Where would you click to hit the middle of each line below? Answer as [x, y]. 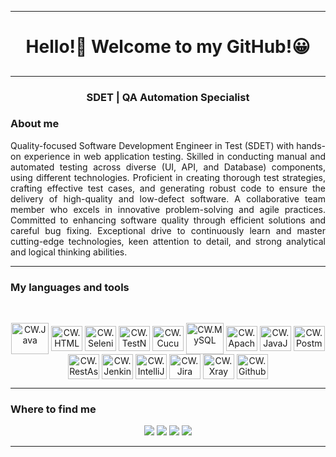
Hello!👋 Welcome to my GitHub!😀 [168, 47]
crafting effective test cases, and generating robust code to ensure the [168, 188]
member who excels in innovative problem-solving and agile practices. [168, 209]
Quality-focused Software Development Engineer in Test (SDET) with [152, 145]
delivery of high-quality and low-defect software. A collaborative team [168, 198]
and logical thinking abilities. [69, 252]
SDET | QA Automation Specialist [168, 97]
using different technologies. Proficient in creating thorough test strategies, [168, 177]
